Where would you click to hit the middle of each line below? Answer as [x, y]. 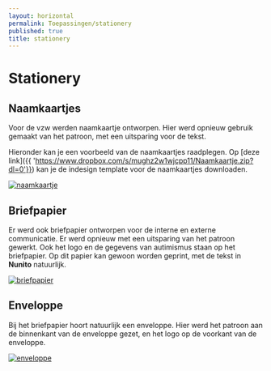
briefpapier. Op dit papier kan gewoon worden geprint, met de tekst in [125, 256]
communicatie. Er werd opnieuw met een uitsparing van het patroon [122, 239]
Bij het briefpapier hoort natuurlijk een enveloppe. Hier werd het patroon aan [135, 325]
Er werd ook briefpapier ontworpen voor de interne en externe [112, 230]
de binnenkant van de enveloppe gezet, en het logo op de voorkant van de [133, 334]
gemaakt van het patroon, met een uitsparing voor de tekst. [107, 136]
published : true [36, 31]
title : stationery [39, 38]
